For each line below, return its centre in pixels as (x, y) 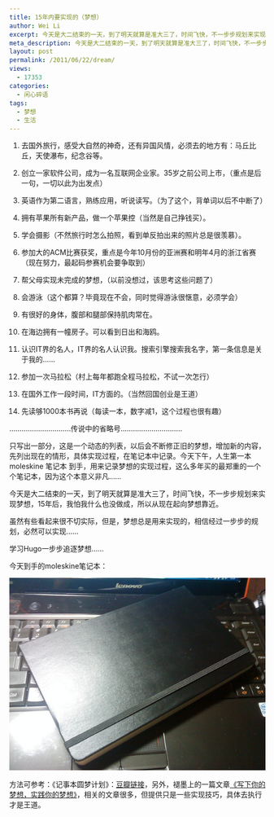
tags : (18, 103)
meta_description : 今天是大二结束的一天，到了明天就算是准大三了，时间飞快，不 (130, 43)
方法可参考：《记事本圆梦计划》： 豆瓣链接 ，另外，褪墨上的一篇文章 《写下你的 (137, 784)
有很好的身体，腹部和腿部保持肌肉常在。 (89, 314)
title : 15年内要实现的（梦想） (56, 17)
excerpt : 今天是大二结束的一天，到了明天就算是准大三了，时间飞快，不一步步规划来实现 (138, 34)
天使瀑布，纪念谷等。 (71, 156)
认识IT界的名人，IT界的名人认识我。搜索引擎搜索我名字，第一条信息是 (138, 349)
